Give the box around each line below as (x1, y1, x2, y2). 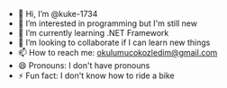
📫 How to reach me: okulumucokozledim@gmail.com (17, 48, 218, 57)
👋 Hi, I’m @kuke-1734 (17, 9, 98, 19)
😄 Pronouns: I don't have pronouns (17, 60, 150, 71)
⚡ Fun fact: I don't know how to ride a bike (17, 70, 175, 81)
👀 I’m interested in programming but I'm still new (17, 18, 198, 29)
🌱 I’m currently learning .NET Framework (17, 28, 169, 38)
